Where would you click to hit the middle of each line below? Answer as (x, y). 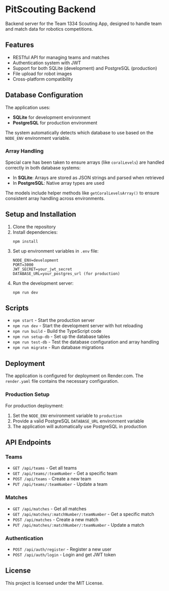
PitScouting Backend (50, 9)
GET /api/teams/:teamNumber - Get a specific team (65, 474)
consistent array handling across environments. (55, 198)
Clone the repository (34, 227)
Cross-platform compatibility (43, 79)
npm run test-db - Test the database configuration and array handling (86, 342)
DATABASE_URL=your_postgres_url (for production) (66, 274)
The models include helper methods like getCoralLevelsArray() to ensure (82, 193)
